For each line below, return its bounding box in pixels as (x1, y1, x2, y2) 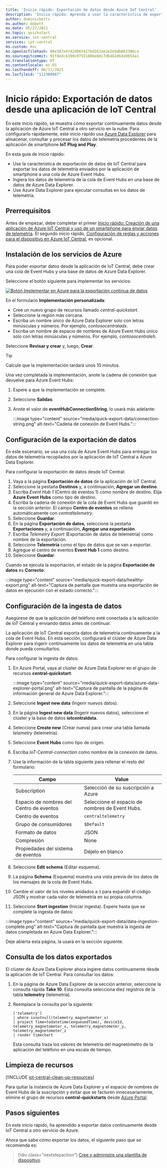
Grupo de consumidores (15, 821, 72, 828)
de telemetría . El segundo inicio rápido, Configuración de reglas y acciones (5, 231, 159, 236)
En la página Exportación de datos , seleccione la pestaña (12, 521, 131, 527)
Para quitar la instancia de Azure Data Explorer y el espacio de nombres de (5, 1084, 159, 1090)
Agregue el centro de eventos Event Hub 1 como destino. (12, 547, 130, 553)
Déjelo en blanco (84, 848, 123, 855)
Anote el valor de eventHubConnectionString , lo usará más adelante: (12, 406, 156, 412)
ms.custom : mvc (5, 44, 37, 49)
